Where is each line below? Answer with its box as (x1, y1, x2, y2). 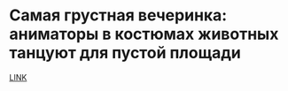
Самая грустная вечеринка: (9, 5, 228, 26)
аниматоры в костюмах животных (9, 24, 279, 44)
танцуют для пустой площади (9, 43, 241, 63)
